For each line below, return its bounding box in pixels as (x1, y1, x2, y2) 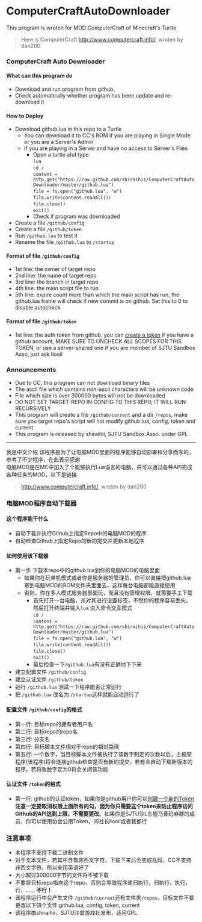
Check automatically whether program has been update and (14, 92, 164, 99)
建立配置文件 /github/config (14, 668, 86, 676)
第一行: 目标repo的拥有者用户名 (14, 720, 93, 727)
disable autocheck (14, 304, 61, 311)
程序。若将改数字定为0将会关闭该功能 (14, 765, 108, 773)
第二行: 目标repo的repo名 (14, 727, 78, 735)
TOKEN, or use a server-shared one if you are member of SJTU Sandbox (14, 344, 195, 351)
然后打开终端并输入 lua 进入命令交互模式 (32, 604, 132, 612)
